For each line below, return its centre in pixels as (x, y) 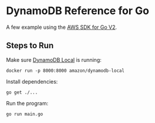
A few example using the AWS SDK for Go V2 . (62, 27)
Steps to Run (30, 46)
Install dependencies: (32, 81)
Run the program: (27, 103)
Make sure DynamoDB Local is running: (54, 59)
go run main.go (25, 114)
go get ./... (22, 92)
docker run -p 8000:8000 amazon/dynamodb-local (65, 71)
